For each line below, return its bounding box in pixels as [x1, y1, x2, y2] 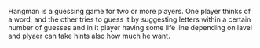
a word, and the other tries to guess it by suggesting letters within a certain [8, 15, 251, 24]
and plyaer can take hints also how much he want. [8, 31, 170, 40]
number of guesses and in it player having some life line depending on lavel [8, 23, 253, 32]
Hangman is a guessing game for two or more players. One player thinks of [8, 7, 251, 15]
